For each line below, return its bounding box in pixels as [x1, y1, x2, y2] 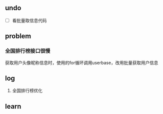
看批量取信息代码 [12, 17, 47, 23]
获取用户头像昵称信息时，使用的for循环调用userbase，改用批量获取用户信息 [5, 60, 158, 66]
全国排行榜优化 [12, 88, 43, 93]
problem [5, 32, 31, 41]
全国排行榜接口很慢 [5, 47, 50, 54]
